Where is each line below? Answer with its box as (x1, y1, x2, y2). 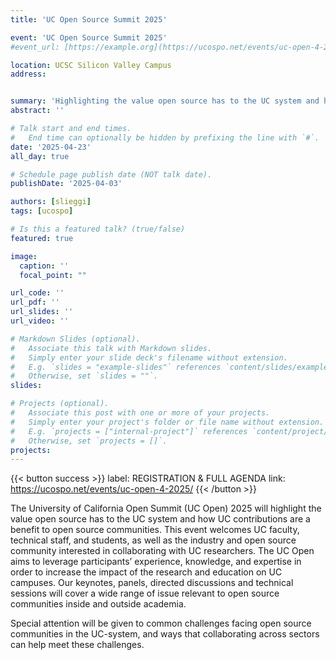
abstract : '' (10, 106, 65, 116)
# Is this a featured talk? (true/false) (10, 224, 186, 234)
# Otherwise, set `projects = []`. (10, 436, 168, 446)
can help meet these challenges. (10, 639, 145, 651)
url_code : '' (10, 288, 65, 298)
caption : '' (19, 261, 70, 271)
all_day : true (10, 151, 70, 161)
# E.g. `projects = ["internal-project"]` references (10, 426, 248, 436)
